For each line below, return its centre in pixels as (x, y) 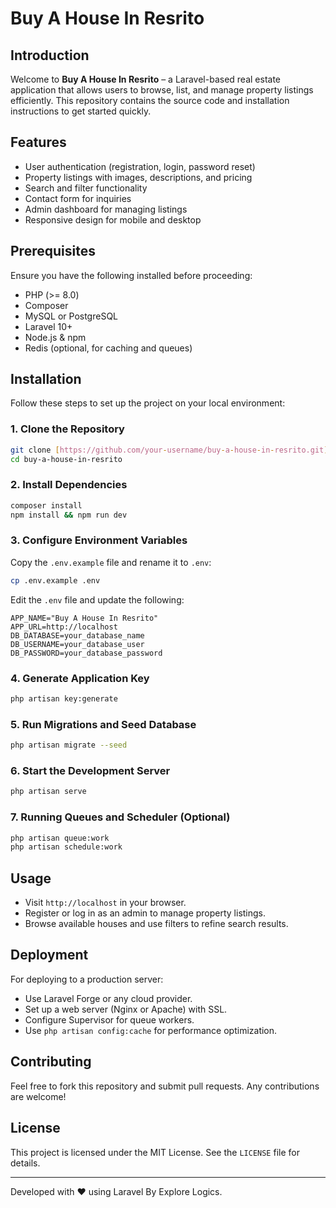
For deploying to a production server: (87, 979)
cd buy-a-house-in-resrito (66, 459)
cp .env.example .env (55, 580)
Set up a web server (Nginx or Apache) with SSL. (126, 1009)
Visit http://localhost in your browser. (105, 903)
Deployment (49, 955)
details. (25, 1163)
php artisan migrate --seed (69, 745)
